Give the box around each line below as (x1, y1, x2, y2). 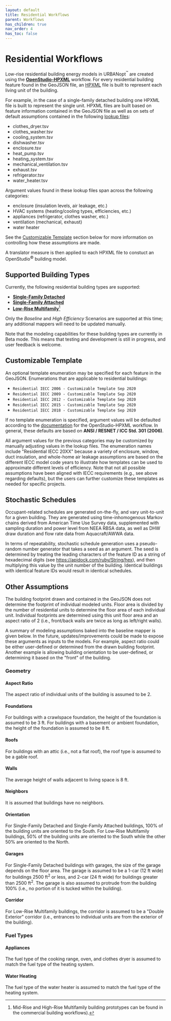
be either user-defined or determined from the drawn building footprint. (5, 644, 155, 650)
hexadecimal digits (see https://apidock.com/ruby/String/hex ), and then (5, 557, 155, 563)
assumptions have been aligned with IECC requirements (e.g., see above (5, 470, 158, 476)
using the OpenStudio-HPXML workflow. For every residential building (5, 76, 154, 82)
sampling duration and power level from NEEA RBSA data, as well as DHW (5, 525, 160, 531)
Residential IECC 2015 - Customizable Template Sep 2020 (12, 402, 136, 407)
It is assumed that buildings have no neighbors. (5, 800, 104, 806)
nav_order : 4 (5, 27, 33, 32)
